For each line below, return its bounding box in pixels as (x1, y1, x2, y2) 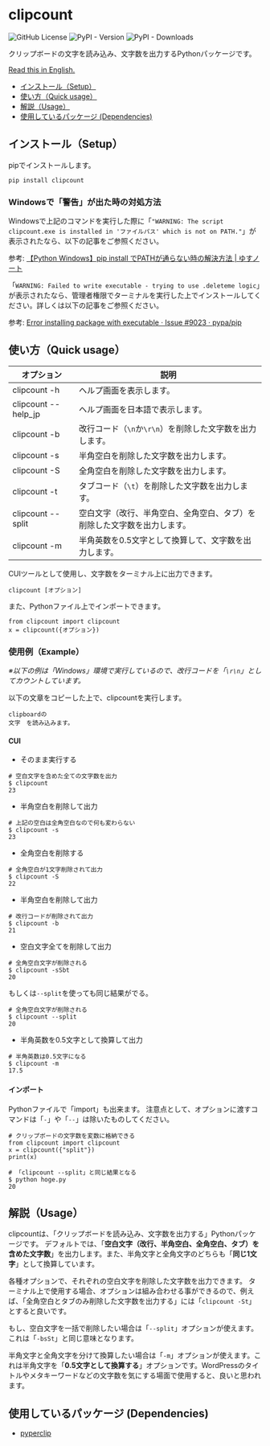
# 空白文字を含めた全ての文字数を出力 (8, 772, 118, 780)
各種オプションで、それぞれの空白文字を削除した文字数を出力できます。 (8, 1276, 247, 1286)
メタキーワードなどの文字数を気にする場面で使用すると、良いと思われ (29, 1370, 261, 1380)
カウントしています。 (14, 676, 86, 686)
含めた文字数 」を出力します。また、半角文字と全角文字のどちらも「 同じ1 (8, 1249, 251, 1259)
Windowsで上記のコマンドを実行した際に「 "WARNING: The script (8, 216, 224, 226)
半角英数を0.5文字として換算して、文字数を (79, 535, 243, 546)
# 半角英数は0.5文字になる (8, 1053, 87, 1061)
